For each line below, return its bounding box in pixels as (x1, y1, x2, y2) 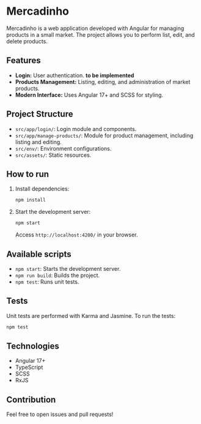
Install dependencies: (15, 185, 70, 192)
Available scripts (6, 249, 71, 259)
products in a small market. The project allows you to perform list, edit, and (6, 31, 196, 38)
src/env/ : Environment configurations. (15, 145, 112, 152)
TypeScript (15, 363, 43, 371)
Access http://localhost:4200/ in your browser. (15, 231, 139, 238)
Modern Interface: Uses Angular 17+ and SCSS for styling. (15, 91, 164, 99)
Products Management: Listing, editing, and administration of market (15, 78, 191, 85)
